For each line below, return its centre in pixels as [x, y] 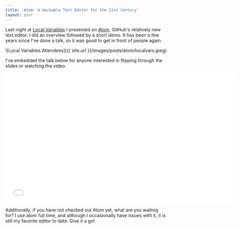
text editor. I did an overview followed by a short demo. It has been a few [82, 35]
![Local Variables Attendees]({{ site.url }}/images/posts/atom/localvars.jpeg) [86, 50]
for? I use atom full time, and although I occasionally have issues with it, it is [86, 215]
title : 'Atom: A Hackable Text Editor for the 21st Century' [72, 10]
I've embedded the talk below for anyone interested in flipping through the [84, 60]
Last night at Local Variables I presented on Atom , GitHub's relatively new [83, 29]
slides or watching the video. [36, 66]
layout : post [19, 15]
